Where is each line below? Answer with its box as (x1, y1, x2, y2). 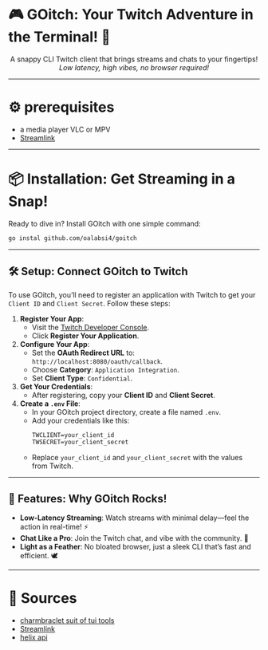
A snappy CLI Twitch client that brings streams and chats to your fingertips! (10, 54, 258, 64)
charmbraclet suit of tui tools (19, 616, 115, 625)
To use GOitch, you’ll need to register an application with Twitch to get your (8, 290, 256, 299)
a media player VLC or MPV (19, 124, 111, 134)
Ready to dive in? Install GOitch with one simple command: (8, 219, 201, 228)
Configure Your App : (19, 339, 90, 349)
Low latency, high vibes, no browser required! (58, 62, 210, 72)
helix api (19, 632, 48, 642)
